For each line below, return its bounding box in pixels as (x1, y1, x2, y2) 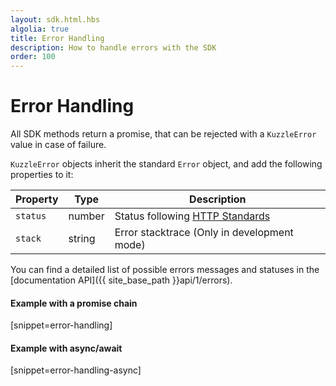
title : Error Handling (10, 33, 105, 43)
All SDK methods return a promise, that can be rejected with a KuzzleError (10, 128, 317, 140)
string (68, 232, 96, 246)
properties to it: (10, 169, 74, 181)
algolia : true (10, 24, 70, 34)
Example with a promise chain (10, 297, 138, 309)
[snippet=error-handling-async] (10, 364, 142, 376)
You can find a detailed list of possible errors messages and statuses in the (10, 264, 320, 276)
